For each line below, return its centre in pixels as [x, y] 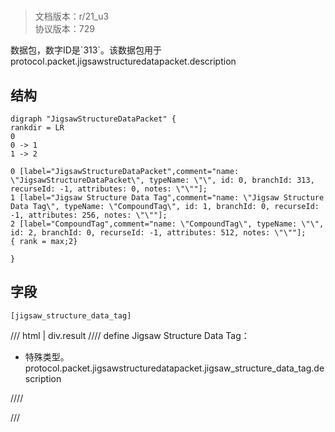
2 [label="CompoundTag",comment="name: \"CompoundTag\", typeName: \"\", [167, 224]
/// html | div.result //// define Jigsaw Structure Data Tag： [130, 335]
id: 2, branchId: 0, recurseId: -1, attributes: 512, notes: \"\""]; [158, 233]
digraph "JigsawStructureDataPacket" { [93, 119]
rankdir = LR [37, 128]
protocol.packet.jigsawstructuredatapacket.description [123, 61]
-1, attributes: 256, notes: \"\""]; [89, 215]
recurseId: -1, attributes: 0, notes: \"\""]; [109, 189]
